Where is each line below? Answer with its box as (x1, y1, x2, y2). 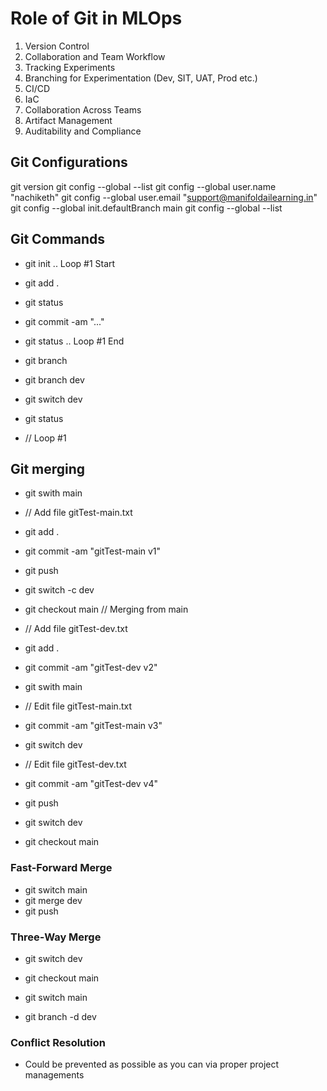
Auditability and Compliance (24, 125, 142, 137)
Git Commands (10, 231, 106, 248)
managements (24, 1069, 85, 1081)
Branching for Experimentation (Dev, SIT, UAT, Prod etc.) (24, 72, 258, 84)
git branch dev (24, 373, 85, 386)
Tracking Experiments (24, 61, 116, 73)
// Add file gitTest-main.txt (24, 507, 133, 519)
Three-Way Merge (10, 930, 102, 944)
